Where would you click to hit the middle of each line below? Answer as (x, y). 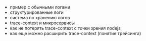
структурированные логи (37, 12)
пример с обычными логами (40, 7)
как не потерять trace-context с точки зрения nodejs (65, 28)
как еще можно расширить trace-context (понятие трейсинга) (75, 33)
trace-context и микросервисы (42, 23)
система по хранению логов (40, 18)
